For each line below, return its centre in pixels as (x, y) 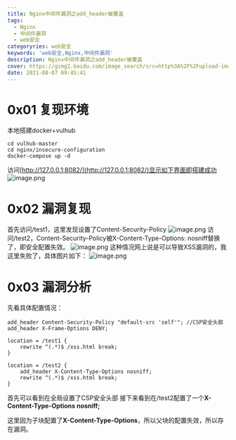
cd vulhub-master (33, 144)
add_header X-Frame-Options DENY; (58, 329)
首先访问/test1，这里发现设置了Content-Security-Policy (87, 230)
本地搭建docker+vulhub (41, 130)
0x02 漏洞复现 (49, 209)
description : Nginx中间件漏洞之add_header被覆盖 (75, 60)
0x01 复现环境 (48, 109)
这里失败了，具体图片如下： (47, 256)
